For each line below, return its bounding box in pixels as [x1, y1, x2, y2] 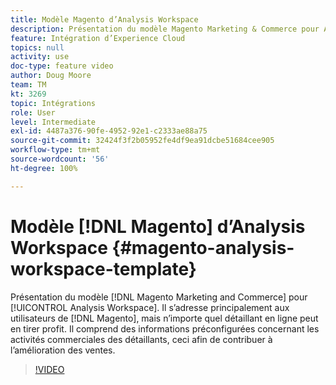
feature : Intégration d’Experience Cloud [10, 33, 186, 43]
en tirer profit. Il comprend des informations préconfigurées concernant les [10, 322, 320, 335]
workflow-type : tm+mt [10, 145, 101, 155]
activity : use [10, 52, 70, 62]
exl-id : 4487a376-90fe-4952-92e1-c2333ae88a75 [10, 126, 208, 136]
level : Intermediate [10, 117, 97, 127]
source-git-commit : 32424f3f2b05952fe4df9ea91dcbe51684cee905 [10, 136, 275, 146]
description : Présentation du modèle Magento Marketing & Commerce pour [10, 24, 320, 34]
